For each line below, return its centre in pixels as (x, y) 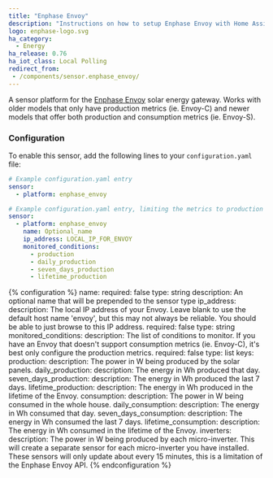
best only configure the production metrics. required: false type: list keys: (131, 353)
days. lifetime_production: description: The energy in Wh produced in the (131, 388)
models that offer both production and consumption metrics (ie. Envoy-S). (132, 117)
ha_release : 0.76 (38, 54)
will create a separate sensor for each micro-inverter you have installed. (129, 448)
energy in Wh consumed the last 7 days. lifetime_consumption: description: (134, 422)
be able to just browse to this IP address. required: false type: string (122, 327)
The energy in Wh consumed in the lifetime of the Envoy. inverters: (120, 431)
